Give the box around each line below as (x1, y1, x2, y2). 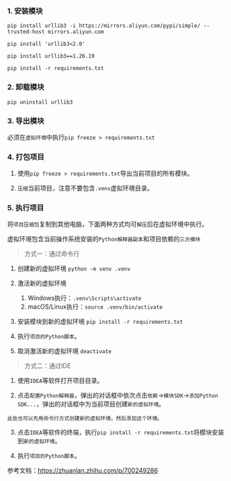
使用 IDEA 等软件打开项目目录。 (17, 377, 104, 385)
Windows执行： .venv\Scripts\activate (27, 294, 142, 302)
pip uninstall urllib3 (7, 99, 73, 106)
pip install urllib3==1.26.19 (7, 53, 95, 60)
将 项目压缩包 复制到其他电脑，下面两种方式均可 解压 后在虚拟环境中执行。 (7, 220, 209, 229)
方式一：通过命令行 (24, 250, 80, 258)
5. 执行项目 (7, 203, 45, 213)
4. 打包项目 (7, 152, 45, 161)
